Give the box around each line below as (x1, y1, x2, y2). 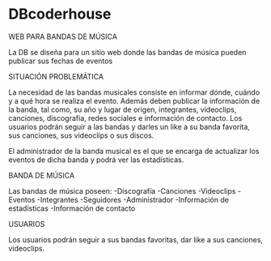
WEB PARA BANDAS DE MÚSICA (8, 32, 117, 41)
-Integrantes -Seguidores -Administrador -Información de (36, 195, 229, 204)
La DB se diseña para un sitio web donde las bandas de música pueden (8, 47, 247, 57)
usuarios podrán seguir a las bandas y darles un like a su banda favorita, (8, 122, 251, 131)
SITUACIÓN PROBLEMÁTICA (8, 71, 104, 81)
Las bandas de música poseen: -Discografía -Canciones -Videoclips (8, 186, 236, 195)
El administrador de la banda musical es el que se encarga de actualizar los (8, 146, 260, 156)
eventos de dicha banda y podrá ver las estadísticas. (8, 155, 184, 165)
